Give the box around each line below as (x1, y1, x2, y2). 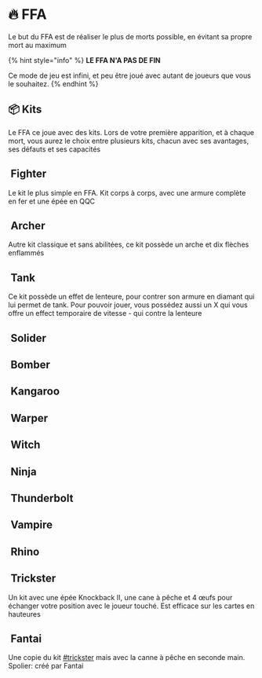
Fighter (10, 167, 47, 181)
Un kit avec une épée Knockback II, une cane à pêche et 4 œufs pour (8, 592, 233, 602)
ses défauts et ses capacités (8, 144, 100, 154)
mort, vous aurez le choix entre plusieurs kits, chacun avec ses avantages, (8, 136, 249, 145)
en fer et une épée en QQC (8, 196, 96, 206)
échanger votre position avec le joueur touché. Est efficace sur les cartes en (8, 601, 255, 610)
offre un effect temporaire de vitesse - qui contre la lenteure (8, 309, 202, 318)
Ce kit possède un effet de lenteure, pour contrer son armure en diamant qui (8, 292, 255, 302)
